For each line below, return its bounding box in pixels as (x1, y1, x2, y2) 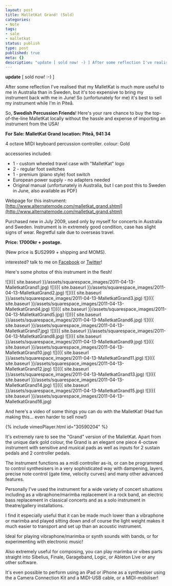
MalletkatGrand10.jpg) (5, 350, 52, 356)
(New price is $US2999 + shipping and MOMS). (5, 249, 106, 255)
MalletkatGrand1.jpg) (5, 285, 49, 291)
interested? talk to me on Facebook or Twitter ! (5, 259, 102, 265)
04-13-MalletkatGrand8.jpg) (5, 333, 64, 339)
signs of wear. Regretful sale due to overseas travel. (5, 229, 115, 235)
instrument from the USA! (5, 121, 59, 127)
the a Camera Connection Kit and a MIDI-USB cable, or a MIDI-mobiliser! (5, 575, 159, 581)
